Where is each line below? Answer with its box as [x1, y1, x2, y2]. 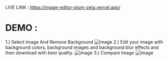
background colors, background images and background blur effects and [5, 44, 159, 50]
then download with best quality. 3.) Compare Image [5, 49, 134, 55]
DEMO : [5, 22, 38, 34]
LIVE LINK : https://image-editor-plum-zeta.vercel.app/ [5, 5, 121, 10]
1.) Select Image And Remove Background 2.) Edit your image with [5, 39, 163, 45]
